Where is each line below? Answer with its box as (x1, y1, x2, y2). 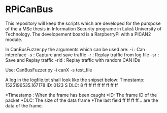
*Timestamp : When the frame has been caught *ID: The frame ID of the (5, 92, 157, 98)
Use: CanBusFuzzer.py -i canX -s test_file (5, 67, 92, 73)
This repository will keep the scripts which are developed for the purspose (5, 20, 161, 26)
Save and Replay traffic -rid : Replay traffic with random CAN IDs (5, 57, 141, 63)
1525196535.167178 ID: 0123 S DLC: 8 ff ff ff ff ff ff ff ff (5, 82, 118, 88)
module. (5, 36, 23, 43)
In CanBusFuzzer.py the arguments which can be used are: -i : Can (5, 46, 146, 52)
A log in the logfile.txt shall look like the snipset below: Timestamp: (5, 77, 145, 83)
